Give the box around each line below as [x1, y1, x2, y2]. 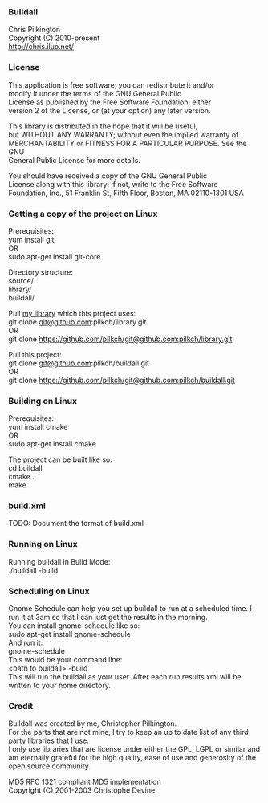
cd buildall [8, 463, 43, 473]
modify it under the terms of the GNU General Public [8, 88, 182, 98]
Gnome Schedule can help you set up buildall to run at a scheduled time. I [8, 604, 253, 613]
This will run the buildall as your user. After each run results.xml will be [8, 672, 242, 682]
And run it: [8, 638, 43, 648]
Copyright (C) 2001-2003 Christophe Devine [8, 785, 156, 795]
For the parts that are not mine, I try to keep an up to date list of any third [8, 728, 249, 737]
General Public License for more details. [8, 155, 140, 165]
